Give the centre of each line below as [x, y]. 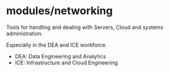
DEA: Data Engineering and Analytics [60, 56]
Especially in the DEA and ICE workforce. [57, 45]
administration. [24, 33]
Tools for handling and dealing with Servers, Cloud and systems [85, 27]
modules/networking [59, 11]
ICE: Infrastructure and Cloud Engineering [66, 63]
